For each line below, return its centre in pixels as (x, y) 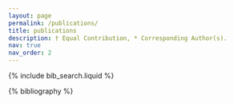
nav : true (25, 46)
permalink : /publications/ (53, 23)
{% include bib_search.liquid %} (61, 76)
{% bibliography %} (41, 91)
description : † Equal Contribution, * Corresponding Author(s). (118, 38)
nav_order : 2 (30, 53)
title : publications (43, 30)
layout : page (30, 16)
